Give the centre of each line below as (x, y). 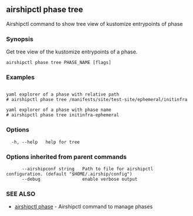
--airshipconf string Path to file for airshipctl (87, 169)
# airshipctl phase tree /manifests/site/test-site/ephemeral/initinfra (97, 100)
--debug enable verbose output (79, 179)
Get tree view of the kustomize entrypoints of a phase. (72, 52)
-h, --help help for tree (46, 142)
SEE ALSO (21, 194)
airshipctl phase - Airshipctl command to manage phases (84, 207)
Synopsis (20, 39)
